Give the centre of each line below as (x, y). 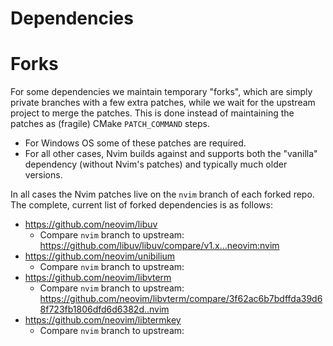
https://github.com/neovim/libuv (91, 224)
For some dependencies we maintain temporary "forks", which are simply (161, 92)
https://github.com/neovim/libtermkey (103, 320)
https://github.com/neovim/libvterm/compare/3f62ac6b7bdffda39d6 (181, 299)
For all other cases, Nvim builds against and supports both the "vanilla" (171, 154)
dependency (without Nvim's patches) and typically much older (156, 164)
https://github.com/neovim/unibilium (100, 256)
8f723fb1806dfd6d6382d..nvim (104, 309)
